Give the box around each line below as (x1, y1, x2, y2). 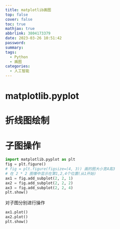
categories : (5, 64, 30, 69)
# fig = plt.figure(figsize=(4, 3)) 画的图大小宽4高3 (5, 166, 115, 172)
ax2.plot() (5, 214, 28, 220)
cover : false (5, 17, 33, 22)
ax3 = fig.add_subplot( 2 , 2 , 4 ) (5, 185, 73, 190)
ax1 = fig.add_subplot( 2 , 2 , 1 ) (5, 175, 73, 181)
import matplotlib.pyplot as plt (5, 157, 76, 162)
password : (5, 40, 26, 45)
